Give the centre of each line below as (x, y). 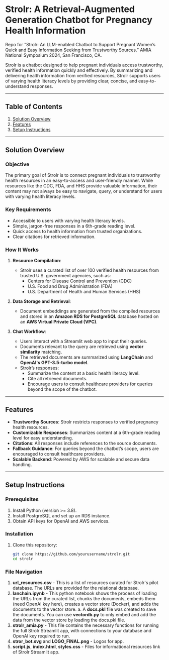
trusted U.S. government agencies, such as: (65, 276)
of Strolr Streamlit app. (36, 652)
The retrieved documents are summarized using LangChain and (87, 357)
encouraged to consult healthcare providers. (59, 454)
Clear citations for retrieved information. (54, 237)
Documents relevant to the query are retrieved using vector (82, 347)
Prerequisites (22, 499)
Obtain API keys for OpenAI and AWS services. (61, 521)
